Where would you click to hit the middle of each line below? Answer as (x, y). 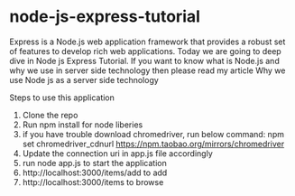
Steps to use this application (62, 98)
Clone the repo (50, 115)
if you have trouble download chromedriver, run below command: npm (153, 134)
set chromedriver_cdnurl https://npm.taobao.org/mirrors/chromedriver (153, 144)
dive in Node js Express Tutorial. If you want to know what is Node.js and (144, 61)
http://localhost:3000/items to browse (93, 182)
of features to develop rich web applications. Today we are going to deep (145, 51)
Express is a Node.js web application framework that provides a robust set (147, 42)
